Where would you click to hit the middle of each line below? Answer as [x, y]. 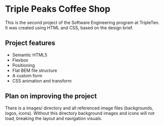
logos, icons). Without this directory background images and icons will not [80, 113]
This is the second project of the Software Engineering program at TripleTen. [82, 22]
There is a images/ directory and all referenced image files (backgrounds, [79, 108]
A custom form [27, 75]
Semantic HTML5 [30, 55]
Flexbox [20, 60]
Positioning [23, 65]
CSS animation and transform [42, 81]
